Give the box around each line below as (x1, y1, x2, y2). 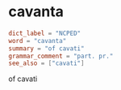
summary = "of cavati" (8, 44, 85, 53)
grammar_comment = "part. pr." (8, 52, 114, 60)
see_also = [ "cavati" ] (8, 59, 85, 67)
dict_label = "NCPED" (8, 29, 81, 37)
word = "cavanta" (8, 36, 67, 45)
